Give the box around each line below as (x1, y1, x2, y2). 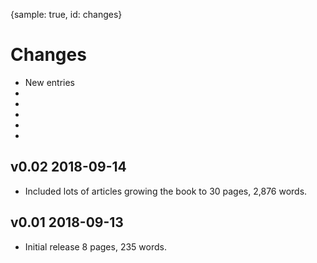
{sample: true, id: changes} (10, 9, 123, 20)
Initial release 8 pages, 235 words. (24, 240, 167, 253)
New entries (24, 76, 76, 88)
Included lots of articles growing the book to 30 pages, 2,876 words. (24, 185, 308, 197)
